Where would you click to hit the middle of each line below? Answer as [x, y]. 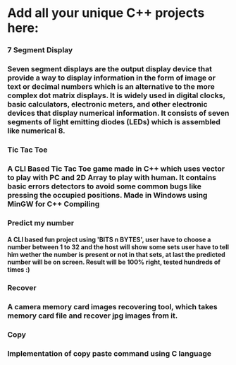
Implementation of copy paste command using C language [110, 354]
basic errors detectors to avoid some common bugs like [105, 186]
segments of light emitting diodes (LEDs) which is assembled [114, 122]
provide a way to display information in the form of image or [112, 78]
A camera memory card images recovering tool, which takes [113, 307]
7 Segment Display [40, 50]
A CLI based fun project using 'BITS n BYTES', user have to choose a [109, 240]
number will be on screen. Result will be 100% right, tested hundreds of [114, 262]
